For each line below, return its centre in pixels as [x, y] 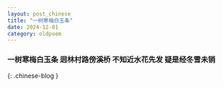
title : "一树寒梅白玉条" [40, 21]
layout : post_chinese [39, 14]
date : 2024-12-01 [33, 27]
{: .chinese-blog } [33, 76]
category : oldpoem [34, 34]
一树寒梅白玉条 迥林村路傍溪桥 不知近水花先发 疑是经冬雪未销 [111, 59]
